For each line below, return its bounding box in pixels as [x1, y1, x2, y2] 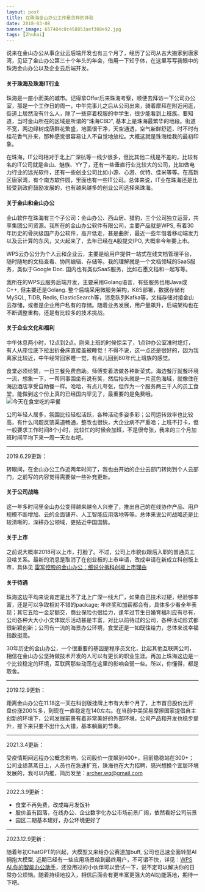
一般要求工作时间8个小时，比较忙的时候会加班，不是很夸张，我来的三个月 [6, 426, 192, 433]
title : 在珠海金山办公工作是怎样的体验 [6, 15, 94, 21]
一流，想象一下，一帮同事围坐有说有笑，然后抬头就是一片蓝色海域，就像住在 [6, 375, 199, 382]
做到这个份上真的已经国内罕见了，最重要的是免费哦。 [22, 390, 156, 397]
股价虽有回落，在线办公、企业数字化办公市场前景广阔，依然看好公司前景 [15, 809, 197, 816]
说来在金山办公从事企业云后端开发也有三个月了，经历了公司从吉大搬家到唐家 [6, 50, 199, 57]
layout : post [6, 9, 40, 15]
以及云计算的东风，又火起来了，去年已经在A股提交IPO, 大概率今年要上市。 [6, 237, 193, 244]
